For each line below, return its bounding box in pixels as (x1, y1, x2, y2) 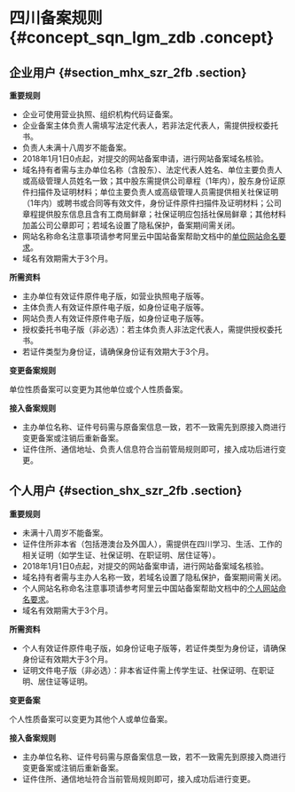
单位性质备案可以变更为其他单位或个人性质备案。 (9, 384, 188, 395)
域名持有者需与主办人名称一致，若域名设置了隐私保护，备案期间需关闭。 (21, 571, 286, 582)
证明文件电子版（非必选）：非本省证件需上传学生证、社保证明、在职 (21, 664, 268, 675)
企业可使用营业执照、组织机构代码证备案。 (21, 109, 178, 120)
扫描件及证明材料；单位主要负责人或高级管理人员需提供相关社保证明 (29, 187, 279, 197)
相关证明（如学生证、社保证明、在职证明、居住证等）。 (21, 549, 221, 560)
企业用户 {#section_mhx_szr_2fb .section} (9, 65, 247, 80)
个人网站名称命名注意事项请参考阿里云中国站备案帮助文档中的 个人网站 (21, 583, 279, 593)
